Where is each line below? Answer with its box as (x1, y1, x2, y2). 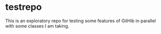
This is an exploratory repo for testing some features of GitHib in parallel (5, 18, 156, 24)
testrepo (5, 1, 42, 13)
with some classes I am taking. (5, 23, 69, 29)
